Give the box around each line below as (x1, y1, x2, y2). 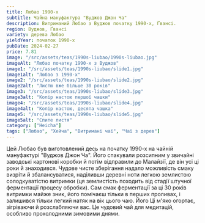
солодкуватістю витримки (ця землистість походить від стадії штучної (6, 178, 192, 185)
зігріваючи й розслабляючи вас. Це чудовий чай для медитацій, (6, 203, 174, 211)
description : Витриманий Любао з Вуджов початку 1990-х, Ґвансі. (6, 20, 176, 26)
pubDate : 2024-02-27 (6, 43, 59, 49)
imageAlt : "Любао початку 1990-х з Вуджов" (6, 60, 119, 66)
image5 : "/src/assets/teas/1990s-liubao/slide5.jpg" (6, 111, 144, 117)
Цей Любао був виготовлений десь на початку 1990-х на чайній (6, 145, 173, 152)
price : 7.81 (6, 49, 37, 55)
